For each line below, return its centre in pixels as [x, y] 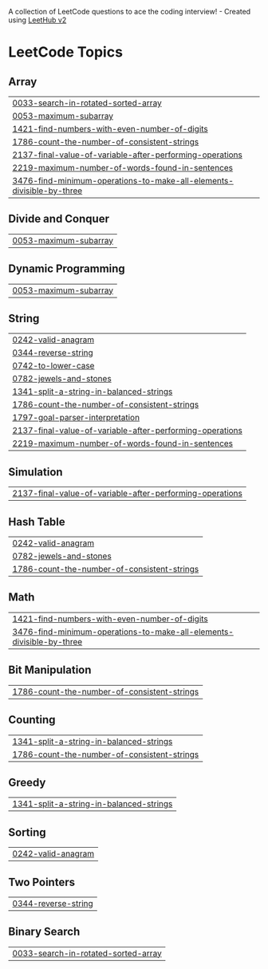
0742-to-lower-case [53, 366]
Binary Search [44, 932]
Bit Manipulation [50, 670]
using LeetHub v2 [37, 20]
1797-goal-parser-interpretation [76, 418]
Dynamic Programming [67, 269]
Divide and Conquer [59, 219]
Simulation [35, 472]
